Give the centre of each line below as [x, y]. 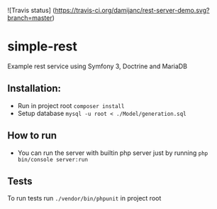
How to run [32, 135]
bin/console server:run [53, 159]
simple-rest [43, 47]
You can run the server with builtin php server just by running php [113, 153]
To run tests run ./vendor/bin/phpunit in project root [84, 198]
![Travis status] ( [31, 10]
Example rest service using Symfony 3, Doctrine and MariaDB [98, 66]
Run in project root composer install [71, 105]
